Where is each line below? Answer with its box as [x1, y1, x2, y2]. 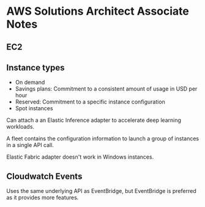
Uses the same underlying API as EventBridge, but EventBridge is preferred [6, 187, 197, 195]
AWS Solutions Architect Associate [6, 4, 190, 18]
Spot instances [15, 105, 53, 112]
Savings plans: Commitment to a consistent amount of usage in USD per [15, 85, 198, 92]
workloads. [6, 123, 35, 130]
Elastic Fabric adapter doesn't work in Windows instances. [6, 153, 154, 160]
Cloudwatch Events [6, 171, 83, 181]
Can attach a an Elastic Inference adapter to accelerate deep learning [6, 116, 182, 124]
